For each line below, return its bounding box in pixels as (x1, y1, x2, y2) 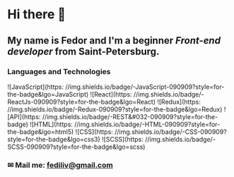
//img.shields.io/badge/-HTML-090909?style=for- (74, 120, 221, 128)
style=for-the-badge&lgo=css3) (7, 135, 100, 143)
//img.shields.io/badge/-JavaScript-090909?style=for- (64, 83, 225, 91)
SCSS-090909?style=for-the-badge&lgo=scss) (7, 142, 146, 151)
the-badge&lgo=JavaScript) (7, 90, 89, 98)
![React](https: (90, 90, 132, 98)
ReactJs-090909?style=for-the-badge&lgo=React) (7, 97, 156, 106)
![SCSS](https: (101, 135, 144, 143)
